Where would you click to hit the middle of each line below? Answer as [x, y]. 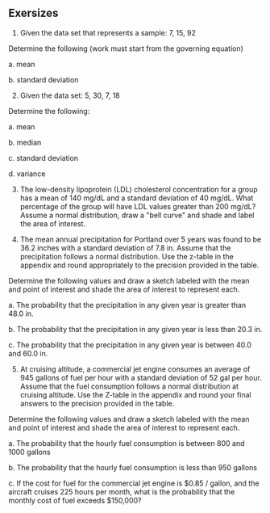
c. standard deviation [44, 158]
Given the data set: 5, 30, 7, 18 [70, 95]
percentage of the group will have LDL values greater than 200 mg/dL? [138, 206]
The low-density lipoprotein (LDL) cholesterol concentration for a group [139, 189]
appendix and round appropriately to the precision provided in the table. [139, 265]
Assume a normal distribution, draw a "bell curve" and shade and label [137, 215]
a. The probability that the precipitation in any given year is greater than [127, 305]
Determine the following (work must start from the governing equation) [126, 48]
